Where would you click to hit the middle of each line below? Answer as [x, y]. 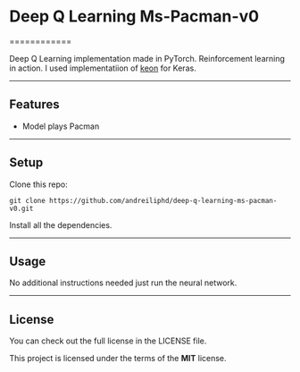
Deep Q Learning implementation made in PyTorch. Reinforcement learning [147, 58]
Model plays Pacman [61, 126]
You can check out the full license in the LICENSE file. [108, 341]
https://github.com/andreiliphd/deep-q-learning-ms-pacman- [163, 200]
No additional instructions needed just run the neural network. [123, 283]
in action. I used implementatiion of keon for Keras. [103, 68]
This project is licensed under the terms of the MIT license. [118, 359]
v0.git [21, 208]
